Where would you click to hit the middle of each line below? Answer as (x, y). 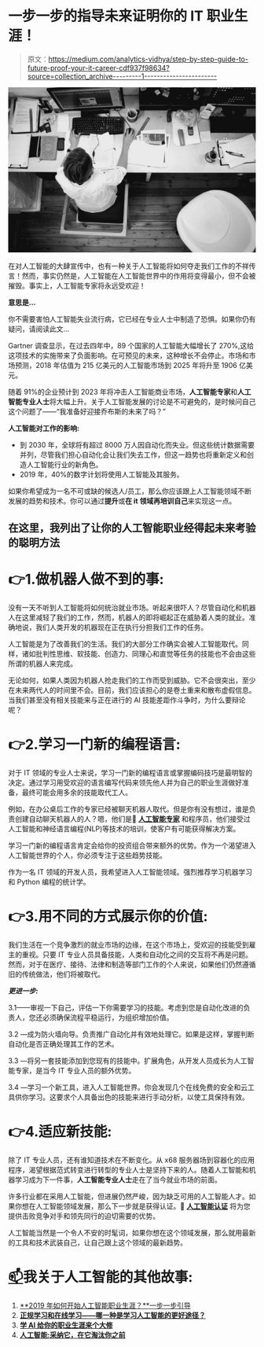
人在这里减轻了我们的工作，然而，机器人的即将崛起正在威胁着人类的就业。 (128, 617)
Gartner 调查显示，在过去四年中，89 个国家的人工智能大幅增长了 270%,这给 (131, 345)
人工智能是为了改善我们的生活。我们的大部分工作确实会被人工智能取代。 (125, 644)
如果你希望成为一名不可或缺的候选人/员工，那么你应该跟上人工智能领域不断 (130, 491)
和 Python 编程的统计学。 (49, 881)
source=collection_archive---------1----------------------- (122, 76)
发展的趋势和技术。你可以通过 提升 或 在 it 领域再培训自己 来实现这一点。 (122, 501)
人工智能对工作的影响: (44, 428)
